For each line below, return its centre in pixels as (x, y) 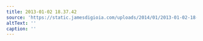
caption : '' (21, 29)
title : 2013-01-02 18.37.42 (42, 12)
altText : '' (21, 23)
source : (16, 17)
